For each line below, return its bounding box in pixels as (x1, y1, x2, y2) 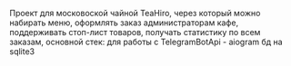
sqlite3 (9, 46, 35, 57)
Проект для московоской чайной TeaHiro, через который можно (9, 8, 261, 18)
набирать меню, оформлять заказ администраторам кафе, (9, 17, 239, 28)
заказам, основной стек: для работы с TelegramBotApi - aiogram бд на (9, 36, 284, 47)
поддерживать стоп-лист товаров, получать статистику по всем (9, 27, 261, 37)
